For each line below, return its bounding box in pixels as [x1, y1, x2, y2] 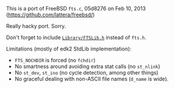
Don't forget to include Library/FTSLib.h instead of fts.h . [6, 34, 146, 40]
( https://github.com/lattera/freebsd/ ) [6, 11, 95, 18]
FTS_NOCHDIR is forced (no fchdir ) [14, 57, 96, 63]
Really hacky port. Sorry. [6, 23, 66, 29]
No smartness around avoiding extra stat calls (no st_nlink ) [14, 63, 160, 70]
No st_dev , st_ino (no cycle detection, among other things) [14, 69, 159, 76]
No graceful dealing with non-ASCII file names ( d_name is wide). [14, 76, 169, 82]
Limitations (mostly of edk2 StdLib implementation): [6, 45, 132, 52]
